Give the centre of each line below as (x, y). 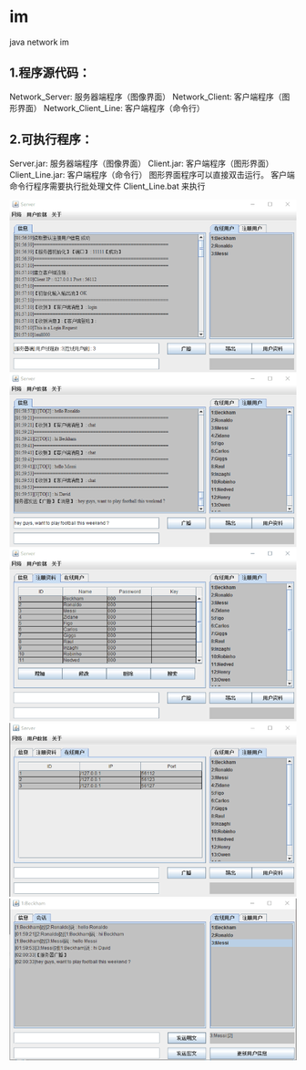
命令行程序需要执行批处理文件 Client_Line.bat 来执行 (107, 186)
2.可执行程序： (51, 140)
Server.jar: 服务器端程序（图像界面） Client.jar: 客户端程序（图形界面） (142, 163)
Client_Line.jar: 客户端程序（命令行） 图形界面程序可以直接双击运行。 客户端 (153, 174)
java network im (40, 42)
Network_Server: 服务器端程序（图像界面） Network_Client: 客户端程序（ (146, 97)
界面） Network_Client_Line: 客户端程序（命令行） (111, 108)
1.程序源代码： (50, 73)
